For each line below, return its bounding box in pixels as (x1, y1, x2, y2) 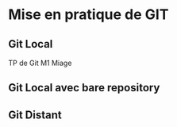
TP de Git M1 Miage (8, 58, 72, 67)
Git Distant (8, 108, 62, 121)
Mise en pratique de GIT (8, 6, 169, 24)
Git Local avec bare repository (8, 81, 160, 94)
